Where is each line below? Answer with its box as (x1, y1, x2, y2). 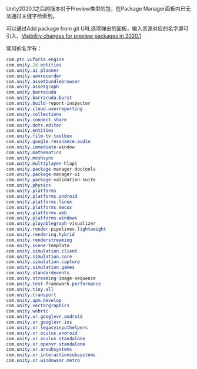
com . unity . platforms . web (6, 210, 67, 216)
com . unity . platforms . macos (6, 204, 72, 210)
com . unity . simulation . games (6, 264, 75, 271)
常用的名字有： (6, 45, 42, 52)
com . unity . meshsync (6, 155, 54, 161)
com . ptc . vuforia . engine (6, 56, 65, 62)
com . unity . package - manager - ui (6, 171, 81, 178)
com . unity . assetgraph (6, 84, 59, 90)
